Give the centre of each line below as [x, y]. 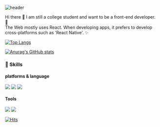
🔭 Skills [14, 64]
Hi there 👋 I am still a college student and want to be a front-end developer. [80, 17]
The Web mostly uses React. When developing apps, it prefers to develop [79, 27]
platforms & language [27, 76]
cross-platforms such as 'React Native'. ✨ [47, 32]
